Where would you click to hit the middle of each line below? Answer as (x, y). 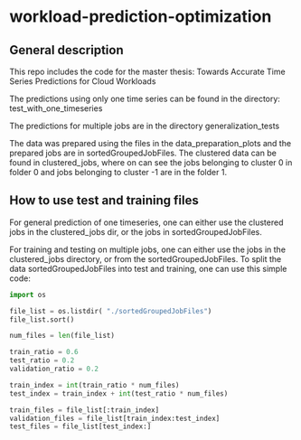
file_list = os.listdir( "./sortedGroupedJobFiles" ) (111, 311)
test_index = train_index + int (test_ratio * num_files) (119, 393)
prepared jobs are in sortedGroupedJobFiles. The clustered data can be (143, 153)
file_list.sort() (42, 319)
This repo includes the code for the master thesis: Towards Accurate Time (148, 71)
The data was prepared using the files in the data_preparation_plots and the (150, 143)
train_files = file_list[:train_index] (85, 410)
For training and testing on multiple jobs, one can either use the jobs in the (148, 249)
